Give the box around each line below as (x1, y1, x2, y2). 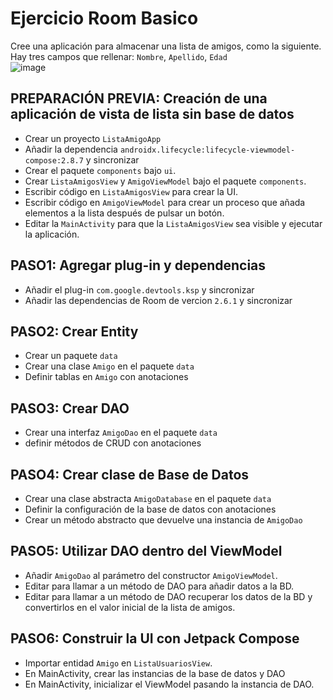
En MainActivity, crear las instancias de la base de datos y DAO (24, 667, 286, 679)
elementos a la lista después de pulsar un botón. (24, 207, 225, 219)
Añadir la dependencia (24, 143, 118, 155)
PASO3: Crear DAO (10, 400, 130, 417)
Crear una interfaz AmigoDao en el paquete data (24, 427, 218, 439)
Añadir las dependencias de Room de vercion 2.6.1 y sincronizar (24, 294, 293, 306)
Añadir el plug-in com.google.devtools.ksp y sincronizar (24, 283, 255, 296)
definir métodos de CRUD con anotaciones (24, 437, 202, 449)
